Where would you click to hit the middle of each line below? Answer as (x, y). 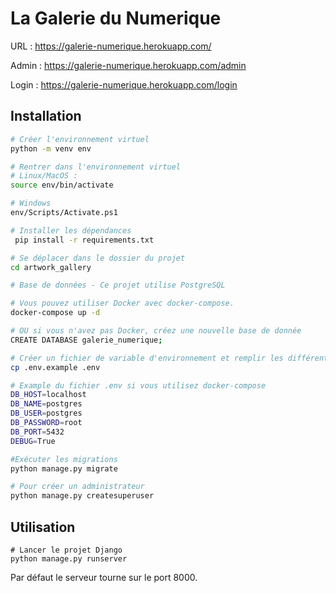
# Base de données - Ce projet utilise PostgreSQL (118, 285)
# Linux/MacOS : (44, 176)
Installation (46, 116)
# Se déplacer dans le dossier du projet (98, 258)
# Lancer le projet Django (66, 550)
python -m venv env (51, 148)
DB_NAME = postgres (46, 404)
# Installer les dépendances (71, 230)
